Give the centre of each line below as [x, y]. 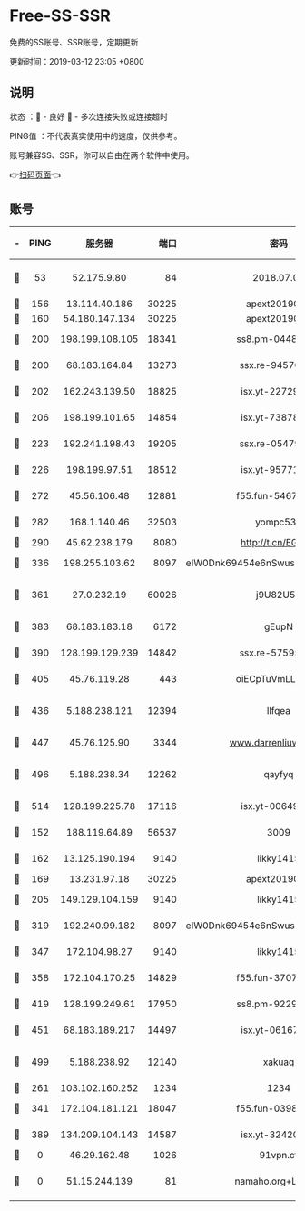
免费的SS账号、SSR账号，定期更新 [74, 42]
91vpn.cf [279, 1155]
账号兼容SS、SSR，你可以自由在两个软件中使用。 [102, 155]
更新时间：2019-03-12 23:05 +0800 [77, 61]
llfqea [279, 710]
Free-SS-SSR [60, 16]
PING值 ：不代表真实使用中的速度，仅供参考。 [96, 135]
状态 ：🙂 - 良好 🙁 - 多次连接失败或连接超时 [89, 116]
